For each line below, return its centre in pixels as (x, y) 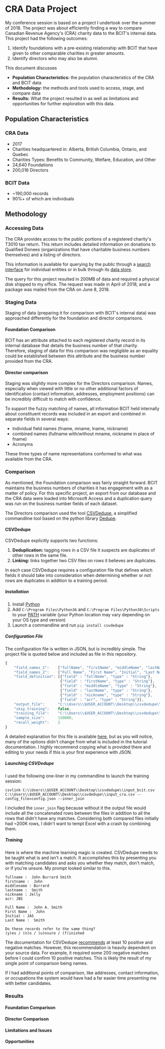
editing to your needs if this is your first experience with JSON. (69, 752)
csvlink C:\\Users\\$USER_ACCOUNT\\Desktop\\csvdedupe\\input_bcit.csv (80, 790)
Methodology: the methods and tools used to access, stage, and (78, 88)
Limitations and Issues (29, 1030)
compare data (26, 93)
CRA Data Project (41, 9)
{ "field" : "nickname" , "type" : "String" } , (106, 695)
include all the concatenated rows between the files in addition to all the (78, 813)
